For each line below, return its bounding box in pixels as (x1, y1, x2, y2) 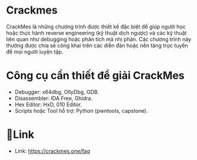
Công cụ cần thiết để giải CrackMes (6, 69, 185, 83)
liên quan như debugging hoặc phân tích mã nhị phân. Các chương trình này (6, 35, 192, 43)
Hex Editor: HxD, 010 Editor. (14, 101, 82, 108)
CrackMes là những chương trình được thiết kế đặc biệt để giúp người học (6, 23, 186, 30)
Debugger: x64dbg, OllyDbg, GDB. (14, 88, 99, 95)
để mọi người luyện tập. (6, 48, 64, 55)
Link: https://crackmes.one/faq (14, 147, 91, 154)
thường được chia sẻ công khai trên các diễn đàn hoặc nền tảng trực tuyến (6, 42, 188, 49)
